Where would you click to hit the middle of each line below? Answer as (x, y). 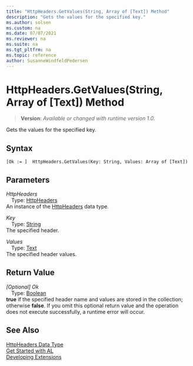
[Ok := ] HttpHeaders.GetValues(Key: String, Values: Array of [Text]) (97, 162)
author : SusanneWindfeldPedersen (47, 61)
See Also (23, 330)
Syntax (19, 148)
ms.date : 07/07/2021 (31, 33)
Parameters (28, 180)
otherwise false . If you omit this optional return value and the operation (92, 305)
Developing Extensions (34, 357)
